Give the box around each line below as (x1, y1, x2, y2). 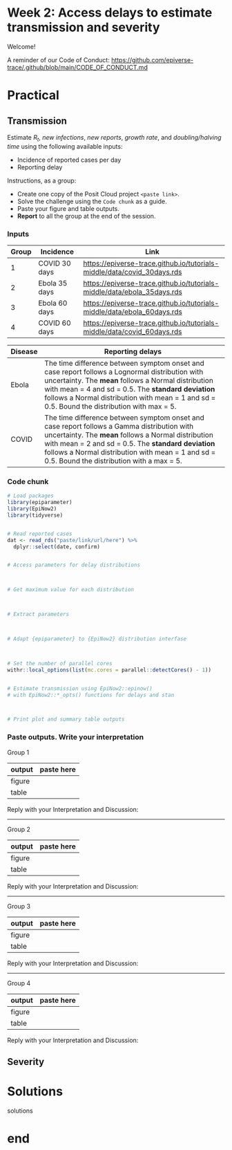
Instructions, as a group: (7, 176, 77, 185)
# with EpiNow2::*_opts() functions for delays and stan (7, 692, 175, 698)
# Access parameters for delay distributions (7, 562, 140, 568)
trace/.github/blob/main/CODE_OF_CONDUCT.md (7, 63, 148, 71)
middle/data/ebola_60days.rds (82, 307, 183, 317)
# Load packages (7, 492, 54, 499)
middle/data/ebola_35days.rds (82, 287, 183, 297)
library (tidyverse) (7, 512, 64, 519)
